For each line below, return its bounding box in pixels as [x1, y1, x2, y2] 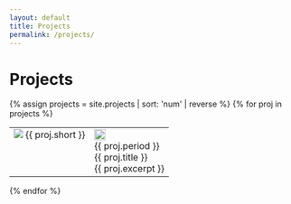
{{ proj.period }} [94, 140, 160, 153]
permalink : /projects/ [9, 30, 95, 39]
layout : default [9, 13, 70, 23]
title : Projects [9, 22, 70, 31]
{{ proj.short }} [25, 128, 86, 141]
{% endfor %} [9, 186, 61, 197]
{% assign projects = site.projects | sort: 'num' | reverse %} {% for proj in [9, 98, 283, 109]
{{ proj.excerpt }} [94, 162, 165, 175]
